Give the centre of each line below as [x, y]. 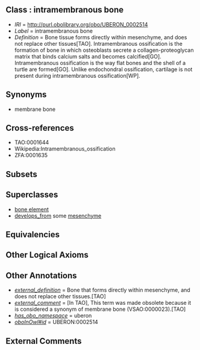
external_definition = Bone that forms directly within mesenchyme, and [102, 290]
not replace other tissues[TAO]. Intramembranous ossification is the [98, 43]
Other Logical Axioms [47, 255]
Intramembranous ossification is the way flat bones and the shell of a [100, 63]
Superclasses [32, 195]
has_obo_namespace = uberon [53, 316]
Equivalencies [33, 235]
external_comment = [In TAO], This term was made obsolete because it [103, 303]
